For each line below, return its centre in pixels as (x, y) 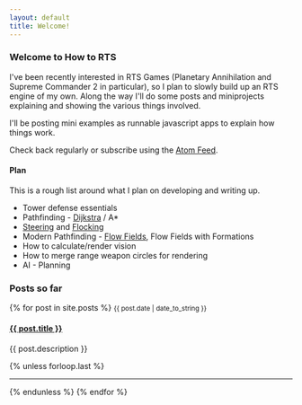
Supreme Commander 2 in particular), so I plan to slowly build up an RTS (144, 86)
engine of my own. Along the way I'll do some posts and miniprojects (137, 96)
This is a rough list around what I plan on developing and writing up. (135, 190)
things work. (32, 132)
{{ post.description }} (49, 348)
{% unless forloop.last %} (57, 365)
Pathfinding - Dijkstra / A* (71, 217)
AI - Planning (46, 265)
